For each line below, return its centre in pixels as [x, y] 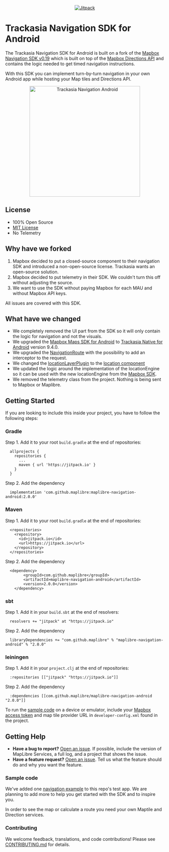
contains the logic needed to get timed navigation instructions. [70, 64]
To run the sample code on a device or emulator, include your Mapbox [78, 710]
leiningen [17, 657]
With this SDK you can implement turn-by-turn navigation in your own [78, 73]
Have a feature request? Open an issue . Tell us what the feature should [87, 759]
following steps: [22, 418]
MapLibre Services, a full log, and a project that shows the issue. [80, 754]
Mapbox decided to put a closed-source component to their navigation [86, 261]
